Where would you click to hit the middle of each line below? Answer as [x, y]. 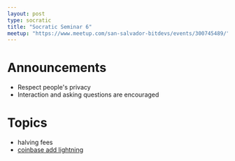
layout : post [26, 14]
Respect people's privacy [54, 87]
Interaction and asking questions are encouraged [88, 94]
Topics [27, 123]
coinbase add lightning [50, 150]
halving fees [35, 142]
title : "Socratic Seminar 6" [50, 27]
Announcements [57, 68]
